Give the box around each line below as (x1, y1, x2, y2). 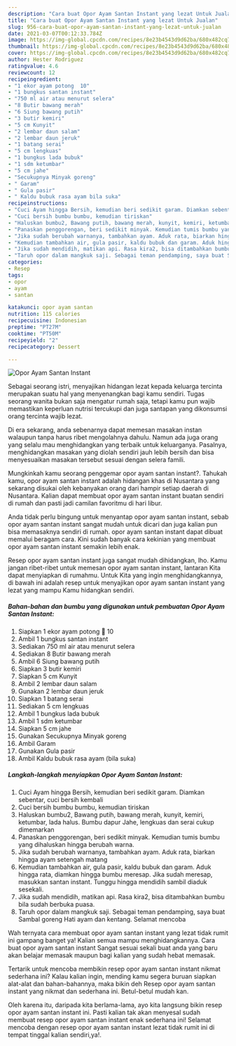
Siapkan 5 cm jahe (18, 725, 72, 733)
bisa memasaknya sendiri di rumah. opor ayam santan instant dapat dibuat (8, 528, 223, 536)
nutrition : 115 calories (8, 311, 81, 318)
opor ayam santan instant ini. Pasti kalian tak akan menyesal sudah (8, 1008, 201, 1016)
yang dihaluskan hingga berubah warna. (18, 841, 135, 849)
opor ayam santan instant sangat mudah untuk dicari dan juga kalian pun (8, 520, 218, 529)
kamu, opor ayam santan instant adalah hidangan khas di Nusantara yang (8, 477, 220, 485)
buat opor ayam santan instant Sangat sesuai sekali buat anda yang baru (8, 943, 218, 953)
